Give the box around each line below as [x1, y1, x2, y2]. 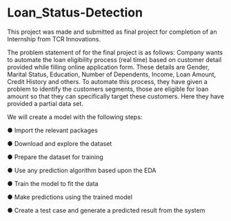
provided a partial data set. [7, 99, 84, 107]
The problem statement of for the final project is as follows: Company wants [7, 48, 223, 56]
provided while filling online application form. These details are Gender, [7, 63, 210, 71]
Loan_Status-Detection [7, 5, 143, 21]
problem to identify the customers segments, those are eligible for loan [7, 85, 209, 93]
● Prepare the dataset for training [7, 153, 103, 161]
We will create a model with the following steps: [7, 112, 143, 121]
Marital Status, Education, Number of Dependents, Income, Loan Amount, [7, 70, 217, 78]
